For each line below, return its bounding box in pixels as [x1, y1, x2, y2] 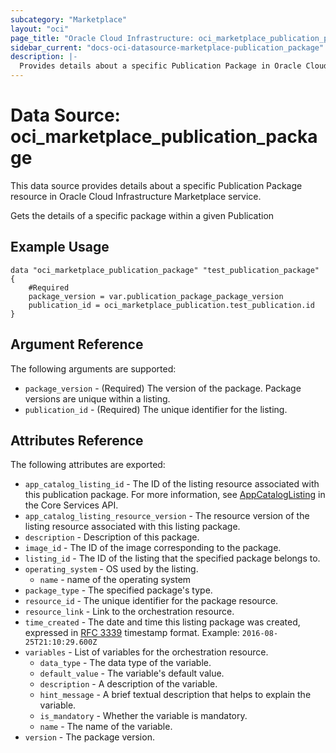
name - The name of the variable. [39, 721, 173, 733]
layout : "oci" [10, 24, 70, 34]
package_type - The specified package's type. [24, 584, 213, 596]
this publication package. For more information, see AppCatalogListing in [24, 489, 326, 501]
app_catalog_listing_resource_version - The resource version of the [24, 510, 310, 522]
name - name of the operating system [39, 574, 192, 586]
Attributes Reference [10, 432, 144, 449]
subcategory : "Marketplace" [10, 14, 128, 25]
